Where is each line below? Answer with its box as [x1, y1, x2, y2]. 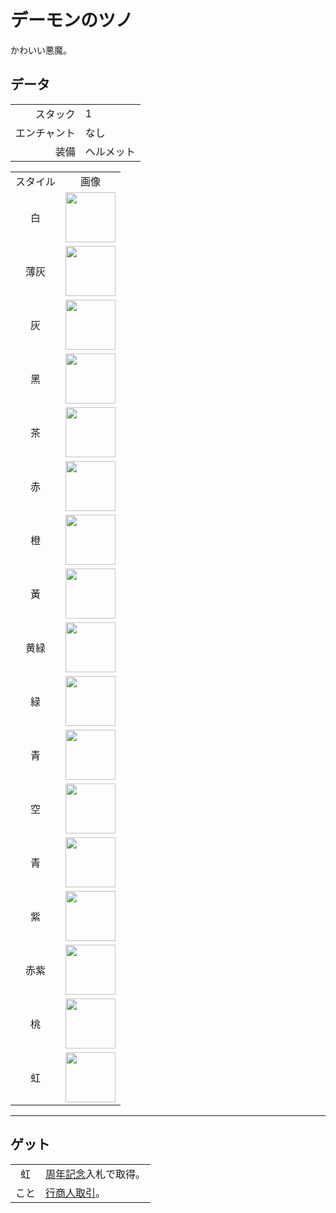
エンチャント [15, 126, 76, 140]
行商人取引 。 [45, 1186, 107, 1200]
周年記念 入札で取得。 [45, 1167, 147, 1181]
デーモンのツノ [10, 9, 134, 32]
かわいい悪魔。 [10, 44, 72, 56]
